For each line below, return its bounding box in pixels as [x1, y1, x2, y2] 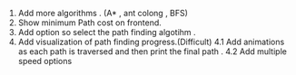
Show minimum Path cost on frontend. [17, 17, 162, 28]
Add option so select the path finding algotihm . [17, 27, 197, 37]
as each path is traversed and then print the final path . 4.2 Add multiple [17, 46, 288, 57]
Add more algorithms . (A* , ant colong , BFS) [17, 8, 189, 18]
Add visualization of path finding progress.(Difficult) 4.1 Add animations [17, 36, 285, 47]
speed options [17, 56, 73, 66]
